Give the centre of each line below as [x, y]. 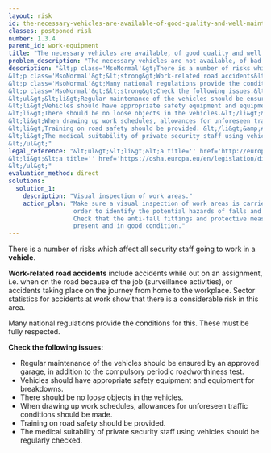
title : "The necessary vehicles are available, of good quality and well [135, 53]
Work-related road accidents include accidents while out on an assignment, [135, 273]
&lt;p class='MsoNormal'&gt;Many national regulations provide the [124, 83]
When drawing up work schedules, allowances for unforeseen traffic [134, 406]
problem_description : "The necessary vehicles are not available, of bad [135, 61]
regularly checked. [51, 440]
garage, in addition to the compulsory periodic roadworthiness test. [132, 371]
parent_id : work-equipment [54, 46]
